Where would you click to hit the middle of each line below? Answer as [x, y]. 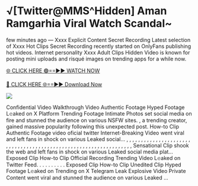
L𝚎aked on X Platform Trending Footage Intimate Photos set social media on [99, 113]
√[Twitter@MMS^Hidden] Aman [87, 11]
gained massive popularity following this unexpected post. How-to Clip [93, 126]
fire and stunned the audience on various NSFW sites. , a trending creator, [97, 120]
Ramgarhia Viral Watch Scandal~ [89, 23]
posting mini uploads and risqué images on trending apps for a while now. [96, 59]
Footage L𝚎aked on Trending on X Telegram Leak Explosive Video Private [96, 171]
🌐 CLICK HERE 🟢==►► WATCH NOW [53, 70]
